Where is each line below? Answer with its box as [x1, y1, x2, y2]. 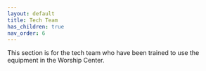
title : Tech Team [7, 17, 58, 24]
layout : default [7, 10, 55, 17]
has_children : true [7, 23, 65, 30]
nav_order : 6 [7, 29, 46, 37]
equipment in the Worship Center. [7, 56, 105, 65]
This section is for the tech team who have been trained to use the [7, 49, 200, 57]
